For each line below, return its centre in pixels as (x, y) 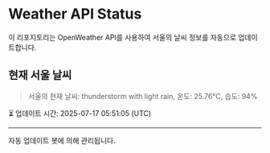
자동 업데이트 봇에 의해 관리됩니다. (62, 140)
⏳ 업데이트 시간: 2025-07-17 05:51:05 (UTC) (80, 113)
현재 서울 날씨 (40, 75)
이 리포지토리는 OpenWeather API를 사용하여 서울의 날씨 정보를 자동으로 (123, 37)
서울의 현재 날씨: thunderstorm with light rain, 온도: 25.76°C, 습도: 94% (143, 96)
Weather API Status (75, 14)
